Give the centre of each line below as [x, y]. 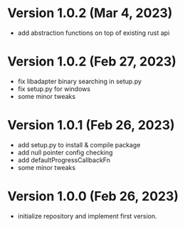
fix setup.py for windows [54, 89]
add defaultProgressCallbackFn [64, 160]
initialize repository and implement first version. [88, 216]
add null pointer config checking [65, 152]
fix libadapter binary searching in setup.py [80, 81]
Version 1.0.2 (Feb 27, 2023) [92, 62]
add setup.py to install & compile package [79, 144]
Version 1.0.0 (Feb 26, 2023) [93, 196]
